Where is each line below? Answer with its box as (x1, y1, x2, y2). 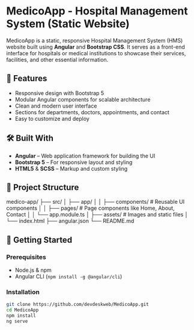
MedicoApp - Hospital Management (6, 4, 188, 18)
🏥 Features (6, 73, 47, 84)
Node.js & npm (14, 266, 52, 274)
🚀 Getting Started (6, 234, 73, 245)
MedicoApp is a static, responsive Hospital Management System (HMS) (6, 37, 183, 44)
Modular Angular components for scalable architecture (14, 96, 151, 103)
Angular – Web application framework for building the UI (14, 152, 156, 159)
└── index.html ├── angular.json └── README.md (6, 218, 135, 225)
